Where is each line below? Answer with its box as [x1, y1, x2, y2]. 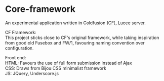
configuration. [5, 45, 34, 51]
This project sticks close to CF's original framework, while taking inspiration [5, 35, 160, 40]
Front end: [5, 54, 26, 60]
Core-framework [5, 3, 76, 15]
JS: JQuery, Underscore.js [5, 70, 59, 76]
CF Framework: [5, 29, 37, 35]
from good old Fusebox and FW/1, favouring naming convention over [5, 40, 145, 45]
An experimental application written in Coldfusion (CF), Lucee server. [5, 20, 146, 26]
